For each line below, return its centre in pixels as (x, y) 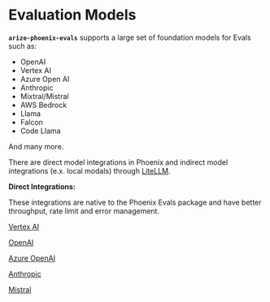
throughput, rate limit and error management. (84, 211)
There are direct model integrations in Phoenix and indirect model (118, 162)
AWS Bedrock (44, 105)
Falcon (31, 122)
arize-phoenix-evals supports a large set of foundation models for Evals (130, 37)
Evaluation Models (72, 15)
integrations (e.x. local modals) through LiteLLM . (89, 170)
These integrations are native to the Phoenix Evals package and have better (135, 202)
